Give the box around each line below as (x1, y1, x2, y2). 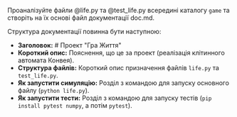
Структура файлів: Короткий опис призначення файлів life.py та (17, 64, 219, 72)
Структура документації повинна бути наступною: (7, 28, 162, 35)
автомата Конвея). (17, 56, 75, 65)
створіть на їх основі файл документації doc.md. (7, 13, 155, 22)
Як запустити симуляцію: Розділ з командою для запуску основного (17, 79, 230, 87)
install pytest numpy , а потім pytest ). (17, 101, 133, 109)
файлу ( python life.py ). (17, 87, 90, 94)
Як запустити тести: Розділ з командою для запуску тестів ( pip (17, 94, 212, 102)
